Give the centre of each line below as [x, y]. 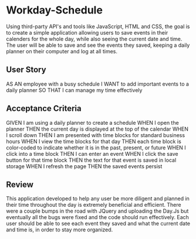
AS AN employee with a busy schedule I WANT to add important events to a [98, 84]
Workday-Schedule [54, 10]
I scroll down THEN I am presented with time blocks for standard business [96, 135]
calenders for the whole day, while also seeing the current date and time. [94, 39]
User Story [26, 70]
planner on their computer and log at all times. [62, 51]
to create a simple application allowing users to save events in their [87, 32]
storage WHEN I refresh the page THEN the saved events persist [84, 166]
